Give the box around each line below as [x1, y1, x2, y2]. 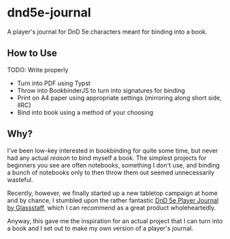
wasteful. [7, 175, 34, 183]
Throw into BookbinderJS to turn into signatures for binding [16, 86, 185, 94]
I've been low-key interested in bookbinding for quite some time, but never [7, 146, 218, 155]
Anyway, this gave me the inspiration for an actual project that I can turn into [7, 216, 223, 225]
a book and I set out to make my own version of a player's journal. [7, 224, 194, 232]
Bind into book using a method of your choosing [16, 108, 154, 116]
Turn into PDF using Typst [16, 79, 91, 87]
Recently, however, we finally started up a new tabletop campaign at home [7, 189, 218, 197]
